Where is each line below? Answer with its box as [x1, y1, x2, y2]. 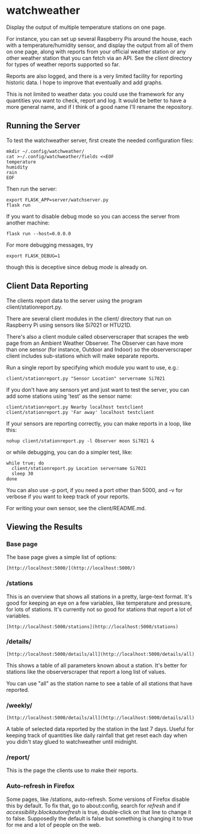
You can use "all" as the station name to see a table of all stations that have [6, 679, 193, 687]
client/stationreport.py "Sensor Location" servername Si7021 [6, 375, 165, 381]
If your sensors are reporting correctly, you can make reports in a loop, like [6, 419, 192, 427]
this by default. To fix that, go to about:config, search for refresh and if [6, 802, 181, 809]
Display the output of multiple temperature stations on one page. [6, 23, 166, 31]
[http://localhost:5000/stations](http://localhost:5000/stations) [6, 623, 179, 629]
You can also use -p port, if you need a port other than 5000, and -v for [6, 486, 183, 493]
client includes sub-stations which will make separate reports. [6, 352, 160, 359]
